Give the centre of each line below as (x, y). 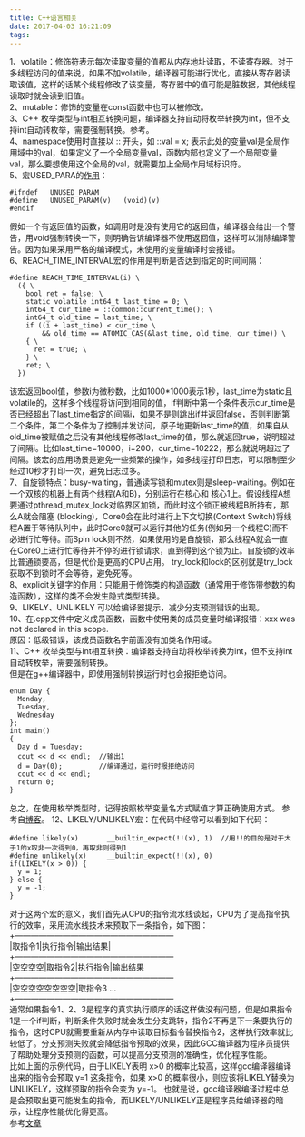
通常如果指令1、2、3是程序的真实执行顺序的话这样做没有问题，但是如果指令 (151, 1010)
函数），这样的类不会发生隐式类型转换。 (91, 596)
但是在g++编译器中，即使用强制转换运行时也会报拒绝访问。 (121, 674)
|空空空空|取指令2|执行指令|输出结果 (77, 967)
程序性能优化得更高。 (73, 1112)
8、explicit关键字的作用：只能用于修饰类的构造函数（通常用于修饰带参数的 (148, 585)
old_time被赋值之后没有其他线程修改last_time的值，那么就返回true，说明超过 (152, 437)
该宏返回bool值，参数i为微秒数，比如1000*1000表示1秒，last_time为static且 (151, 391)
